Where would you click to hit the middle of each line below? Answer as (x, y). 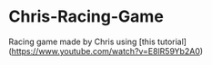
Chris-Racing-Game (86, 17)
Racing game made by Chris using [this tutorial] (98, 42)
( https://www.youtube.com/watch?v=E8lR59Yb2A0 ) (106, 51)
